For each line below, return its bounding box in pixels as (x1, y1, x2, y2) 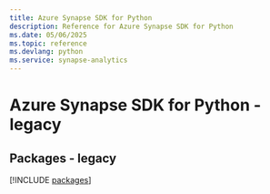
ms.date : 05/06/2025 (9, 30, 88, 39)
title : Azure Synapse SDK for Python (9, 13, 153, 23)
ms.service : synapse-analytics (9, 56, 128, 65)
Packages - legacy (9, 150, 116, 166)
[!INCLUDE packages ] (9, 175, 92, 185)
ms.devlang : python (9, 47, 84, 56)
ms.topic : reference (9, 38, 88, 48)
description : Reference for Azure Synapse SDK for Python (9, 22, 234, 31)
